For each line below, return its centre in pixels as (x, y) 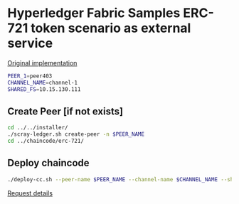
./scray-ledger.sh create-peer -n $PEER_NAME (76, 134)
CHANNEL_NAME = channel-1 (43, 82)
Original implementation (42, 63)
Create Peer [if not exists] (65, 111)
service (30, 43)
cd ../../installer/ (38, 128)
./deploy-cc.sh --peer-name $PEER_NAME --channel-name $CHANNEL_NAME (113, 179)
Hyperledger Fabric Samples (94, 13)
